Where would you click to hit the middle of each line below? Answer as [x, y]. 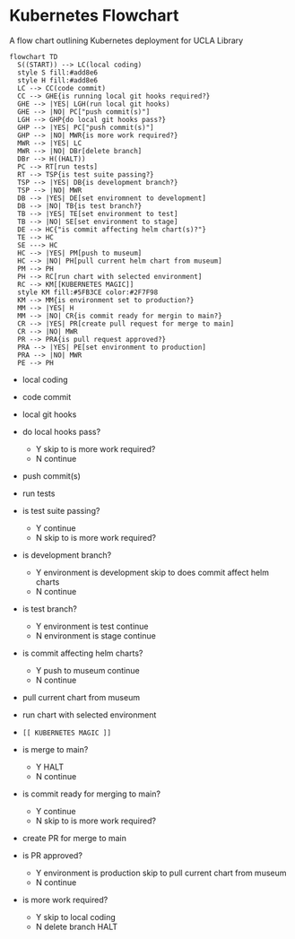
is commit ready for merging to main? [91, 794]
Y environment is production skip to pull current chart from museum [161, 873]
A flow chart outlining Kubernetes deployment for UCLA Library [126, 40]
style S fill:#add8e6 [58, 73]
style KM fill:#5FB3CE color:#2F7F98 [88, 292]
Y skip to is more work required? [95, 448]
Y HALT [50, 767]
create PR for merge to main [74, 838]
